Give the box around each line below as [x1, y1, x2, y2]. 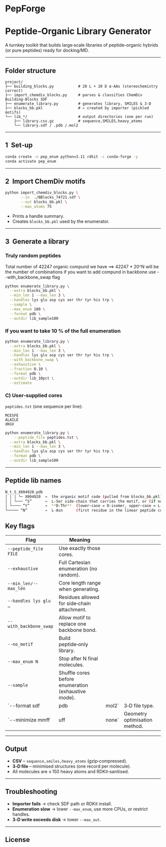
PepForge [5, 3, 46, 14]
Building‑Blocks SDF [5, 97, 48, 102]
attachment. [58, 606, 86, 613]
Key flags [5, 522, 35, 530]
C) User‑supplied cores [5, 392, 63, 399]
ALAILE [5, 417, 19, 422]
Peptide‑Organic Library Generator [5, 26, 152, 37]
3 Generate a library [5, 238, 69, 246]
